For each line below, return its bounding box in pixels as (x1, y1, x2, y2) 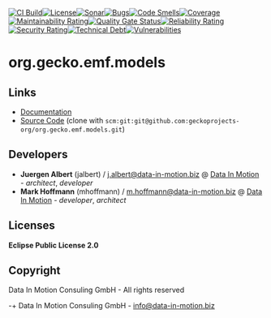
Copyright (8, 264, 61, 277)
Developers (8, 148, 68, 161)
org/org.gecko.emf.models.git (19, 126, 123, 134)
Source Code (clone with (19, 116, 104, 125)
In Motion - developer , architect (19, 195, 127, 204)
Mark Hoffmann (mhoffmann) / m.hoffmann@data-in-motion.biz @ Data (19, 187, 263, 196)
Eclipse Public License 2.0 (8, 240, 99, 250)
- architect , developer (19, 178, 93, 187)
